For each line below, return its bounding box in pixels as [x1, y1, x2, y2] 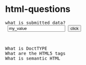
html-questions [5, 3, 71, 15]
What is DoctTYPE [5, 46, 47, 51]
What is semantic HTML [5, 56, 61, 61]
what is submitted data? [5, 20, 66, 25]
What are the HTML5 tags [5, 51, 66, 56]
